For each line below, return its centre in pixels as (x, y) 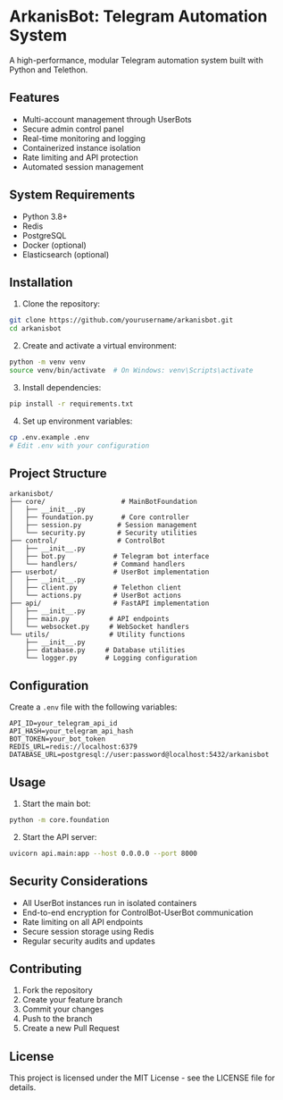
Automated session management (83, 166)
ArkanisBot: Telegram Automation (138, 17)
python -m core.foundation (59, 819)
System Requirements (72, 195)
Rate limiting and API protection (80, 157)
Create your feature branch (72, 1000)
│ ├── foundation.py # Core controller (100, 517)
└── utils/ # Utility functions (97, 635)
